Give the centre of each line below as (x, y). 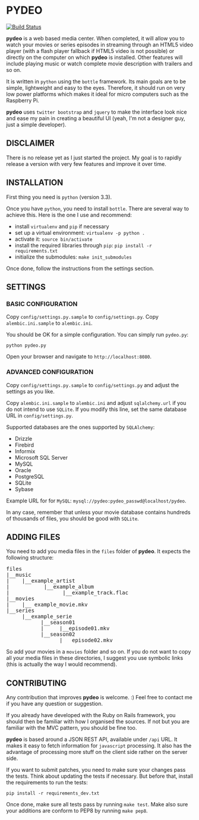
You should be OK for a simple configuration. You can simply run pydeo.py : (97, 335)
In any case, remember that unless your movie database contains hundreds (99, 512)
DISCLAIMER (30, 143)
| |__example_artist (41, 581)
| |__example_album (50, 587)
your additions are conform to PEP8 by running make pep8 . (77, 811)
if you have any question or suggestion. (54, 704)
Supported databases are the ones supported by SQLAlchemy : (80, 427)
